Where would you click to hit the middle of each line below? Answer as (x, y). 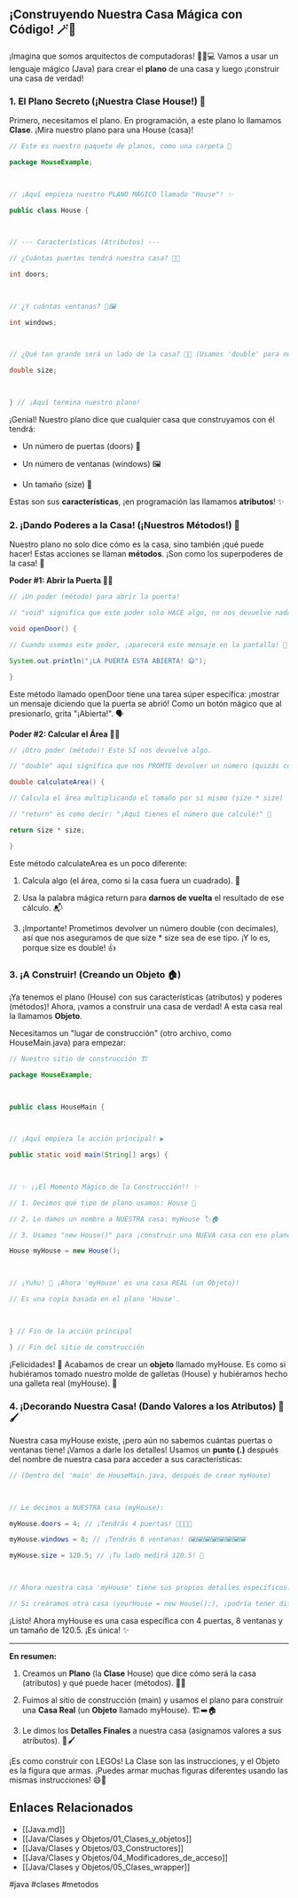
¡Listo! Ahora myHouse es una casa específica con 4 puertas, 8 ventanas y (146, 1620)
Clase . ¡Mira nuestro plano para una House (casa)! (101, 130)
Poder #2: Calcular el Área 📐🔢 (65, 734)
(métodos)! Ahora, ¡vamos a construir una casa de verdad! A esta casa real (146, 1006)
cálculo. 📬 (43, 907)
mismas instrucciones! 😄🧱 (58, 1780)
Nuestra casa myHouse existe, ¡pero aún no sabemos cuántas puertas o (141, 1440)
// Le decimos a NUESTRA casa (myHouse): (87, 1507)
